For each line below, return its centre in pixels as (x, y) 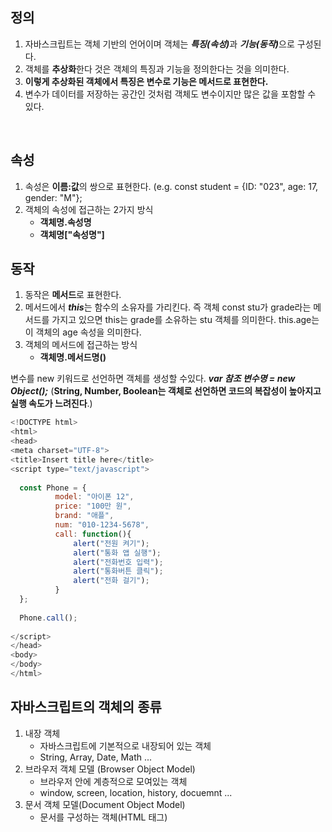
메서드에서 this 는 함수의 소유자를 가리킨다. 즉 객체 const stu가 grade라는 (168, 307)
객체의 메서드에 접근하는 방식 (81, 345)
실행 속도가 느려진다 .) (51, 404)
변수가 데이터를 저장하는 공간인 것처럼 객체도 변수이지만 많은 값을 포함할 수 (170, 94)
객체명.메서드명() (73, 357)
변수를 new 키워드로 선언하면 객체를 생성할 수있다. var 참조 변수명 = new (153, 379)
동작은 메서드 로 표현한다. (73, 295)
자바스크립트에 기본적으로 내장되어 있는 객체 (125, 745)
